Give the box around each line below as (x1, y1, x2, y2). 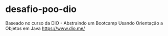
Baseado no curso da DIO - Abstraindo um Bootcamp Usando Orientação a (5, 20, 163, 26)
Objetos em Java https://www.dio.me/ (5, 25, 85, 31)
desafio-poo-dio (5, 3, 77, 15)
